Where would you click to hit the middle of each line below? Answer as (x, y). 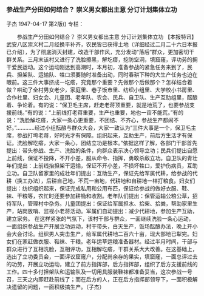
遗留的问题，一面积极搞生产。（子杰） (58, 287)
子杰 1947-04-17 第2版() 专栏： (45, 24)
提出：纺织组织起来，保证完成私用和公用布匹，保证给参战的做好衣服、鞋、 (99, 189)
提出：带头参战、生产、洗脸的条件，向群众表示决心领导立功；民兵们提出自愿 (102, 150)
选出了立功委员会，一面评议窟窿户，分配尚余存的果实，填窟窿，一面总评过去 (102, 257)
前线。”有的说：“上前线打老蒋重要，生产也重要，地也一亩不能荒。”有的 (97, 113)
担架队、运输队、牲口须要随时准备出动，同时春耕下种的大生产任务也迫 (104, 75)
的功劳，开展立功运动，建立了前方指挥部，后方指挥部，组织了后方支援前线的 (102, 264)
